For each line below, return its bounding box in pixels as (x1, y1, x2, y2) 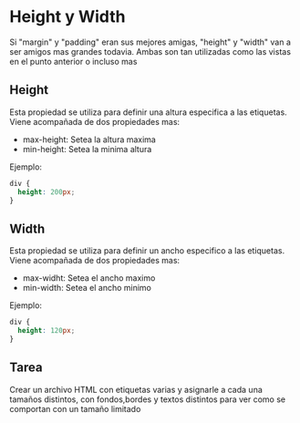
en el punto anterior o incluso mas (9, 56, 138, 67)
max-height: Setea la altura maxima (22, 134, 157, 145)
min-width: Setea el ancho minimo (22, 283, 152, 294)
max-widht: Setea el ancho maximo (22, 273, 156, 284)
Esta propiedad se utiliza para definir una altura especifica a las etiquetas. (9, 107, 287, 118)
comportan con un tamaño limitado (9, 403, 141, 414)
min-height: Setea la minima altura (22, 143, 152, 154)
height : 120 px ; (17, 326, 76, 335)
